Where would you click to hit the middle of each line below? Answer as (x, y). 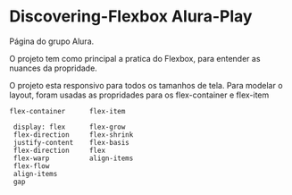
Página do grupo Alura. (52, 41)
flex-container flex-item (67, 111)
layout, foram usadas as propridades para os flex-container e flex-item (139, 95)
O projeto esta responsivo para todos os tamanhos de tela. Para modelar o (146, 85)
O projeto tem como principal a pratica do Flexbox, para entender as (135, 58)
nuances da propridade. (54, 68)
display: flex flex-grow (69, 127)
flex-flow (31, 166)
